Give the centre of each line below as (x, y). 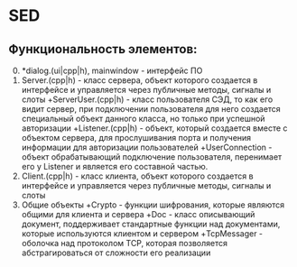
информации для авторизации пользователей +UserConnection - (147, 147)
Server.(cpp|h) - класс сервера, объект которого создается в (139, 80)
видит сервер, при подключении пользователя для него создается (151, 109)
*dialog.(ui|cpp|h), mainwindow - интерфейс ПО (112, 70)
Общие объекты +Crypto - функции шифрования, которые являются (153, 205)
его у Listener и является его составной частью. (115, 166)
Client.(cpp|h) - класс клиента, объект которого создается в (137, 176)
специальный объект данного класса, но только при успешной (143, 119)
